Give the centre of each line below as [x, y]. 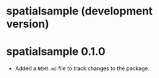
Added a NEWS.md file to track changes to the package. [82, 68]
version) [28, 24]
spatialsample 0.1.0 [56, 52]
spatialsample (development [79, 11]
